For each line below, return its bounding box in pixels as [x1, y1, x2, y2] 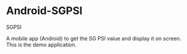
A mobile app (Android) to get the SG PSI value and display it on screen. [6, 35, 182, 42]
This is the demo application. [6, 41, 77, 48]
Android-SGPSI [6, 4, 83, 18]
